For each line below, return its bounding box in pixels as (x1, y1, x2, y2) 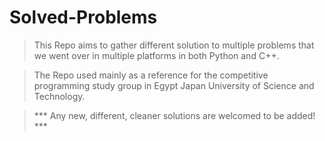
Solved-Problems (9, 6, 158, 29)
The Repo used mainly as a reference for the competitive (33, 69, 269, 81)
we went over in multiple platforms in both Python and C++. (33, 49, 280, 61)
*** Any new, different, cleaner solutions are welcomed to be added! (33, 109, 316, 121)
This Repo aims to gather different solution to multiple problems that (33, 39, 315, 51)
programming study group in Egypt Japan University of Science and (33, 79, 315, 91)
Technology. (33, 90, 86, 102)
